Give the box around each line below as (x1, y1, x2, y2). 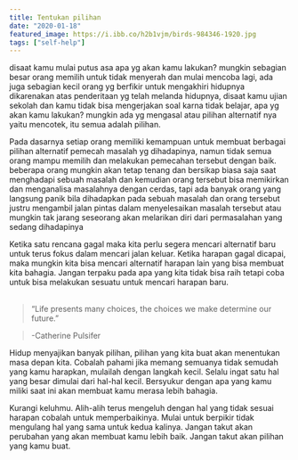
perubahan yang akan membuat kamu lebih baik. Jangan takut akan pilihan (9, 431, 285, 442)
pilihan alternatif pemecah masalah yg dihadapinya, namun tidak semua (9, 146, 272, 157)
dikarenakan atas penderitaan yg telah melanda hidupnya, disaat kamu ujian (9, 91, 287, 102)
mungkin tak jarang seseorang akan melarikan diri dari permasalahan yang (9, 212, 283, 223)
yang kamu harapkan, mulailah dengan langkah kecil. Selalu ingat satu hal (9, 366, 279, 377)
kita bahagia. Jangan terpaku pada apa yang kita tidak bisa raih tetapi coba (9, 267, 285, 278)
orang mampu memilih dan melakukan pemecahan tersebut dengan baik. (9, 155, 278, 166)
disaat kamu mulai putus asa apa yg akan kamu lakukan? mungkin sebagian (9, 62, 286, 73)
